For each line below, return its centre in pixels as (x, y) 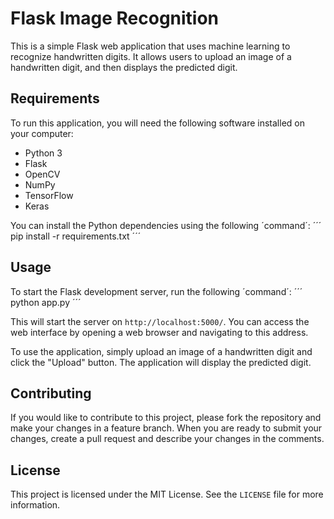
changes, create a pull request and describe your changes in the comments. (167, 439)
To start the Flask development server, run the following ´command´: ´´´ (156, 291)
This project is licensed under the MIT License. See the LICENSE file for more (167, 494)
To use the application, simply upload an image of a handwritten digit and (161, 351)
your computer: (42, 133)
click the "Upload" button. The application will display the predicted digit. (161, 362)
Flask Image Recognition (115, 18)
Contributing (51, 393)
